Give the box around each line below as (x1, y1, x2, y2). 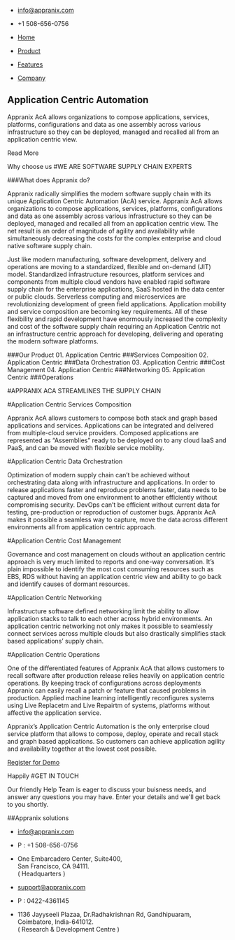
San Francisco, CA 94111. (17, 861, 90, 870)
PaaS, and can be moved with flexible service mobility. (7, 443, 164, 451)
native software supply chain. (7, 241, 92, 250)
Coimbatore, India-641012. (17, 918, 94, 926)
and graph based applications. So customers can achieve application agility (7, 737, 225, 745)
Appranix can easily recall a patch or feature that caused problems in (7, 686, 206, 695)
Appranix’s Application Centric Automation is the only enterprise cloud (7, 722, 210, 730)
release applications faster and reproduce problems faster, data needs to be (7, 485, 227, 493)
